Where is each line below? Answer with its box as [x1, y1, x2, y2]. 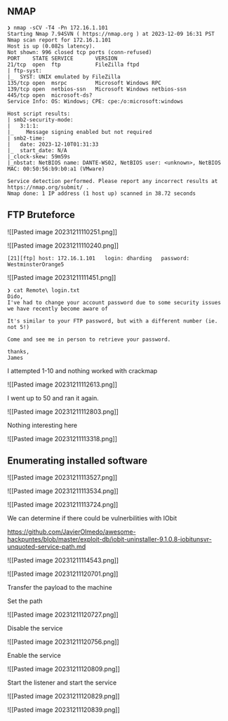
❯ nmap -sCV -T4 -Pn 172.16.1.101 [7, 24, 109, 31]
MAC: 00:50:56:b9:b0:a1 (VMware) [7, 165, 105, 173]
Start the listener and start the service [7, 678, 117, 687]
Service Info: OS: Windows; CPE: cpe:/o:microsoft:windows [7, 97, 184, 105]
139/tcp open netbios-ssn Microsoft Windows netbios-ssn [7, 86, 187, 93]
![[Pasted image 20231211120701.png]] [7, 570, 119, 578]
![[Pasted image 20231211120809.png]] [7, 665, 121, 673]
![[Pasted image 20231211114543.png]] [7, 556, 119, 565]
